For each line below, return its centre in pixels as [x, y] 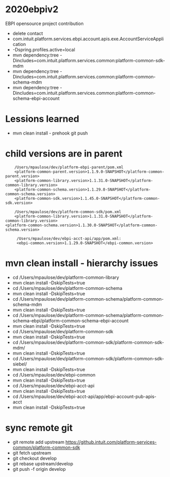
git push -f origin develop [39, 469]
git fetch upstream [32, 453]
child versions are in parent [64, 154]
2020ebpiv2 [32, 9]
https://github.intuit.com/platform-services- [111, 442]
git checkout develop [35, 458]
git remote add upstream [38, 442]
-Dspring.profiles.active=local [44, 49]
